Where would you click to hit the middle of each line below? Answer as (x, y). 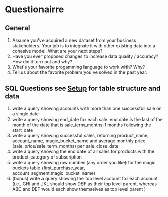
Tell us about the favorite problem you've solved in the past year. (79, 72)
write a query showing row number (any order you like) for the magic (84, 162)
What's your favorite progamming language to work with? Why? (78, 67)
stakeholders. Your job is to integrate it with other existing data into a (83, 46)
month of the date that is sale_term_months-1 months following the (81, 125)
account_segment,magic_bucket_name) (54, 173)
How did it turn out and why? (42, 62)
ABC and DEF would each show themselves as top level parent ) (79, 189)
